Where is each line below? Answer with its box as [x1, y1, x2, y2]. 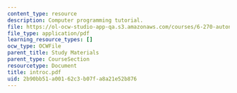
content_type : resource [7, 10, 78, 17]
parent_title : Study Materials [7, 50, 99, 57]
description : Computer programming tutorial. [7, 17, 143, 24]
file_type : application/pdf [7, 29, 90, 37]
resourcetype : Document [7, 62, 78, 69]
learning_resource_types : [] [7, 36, 93, 43]
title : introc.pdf [7, 69, 61, 76]
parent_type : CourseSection [7, 56, 90, 63]
